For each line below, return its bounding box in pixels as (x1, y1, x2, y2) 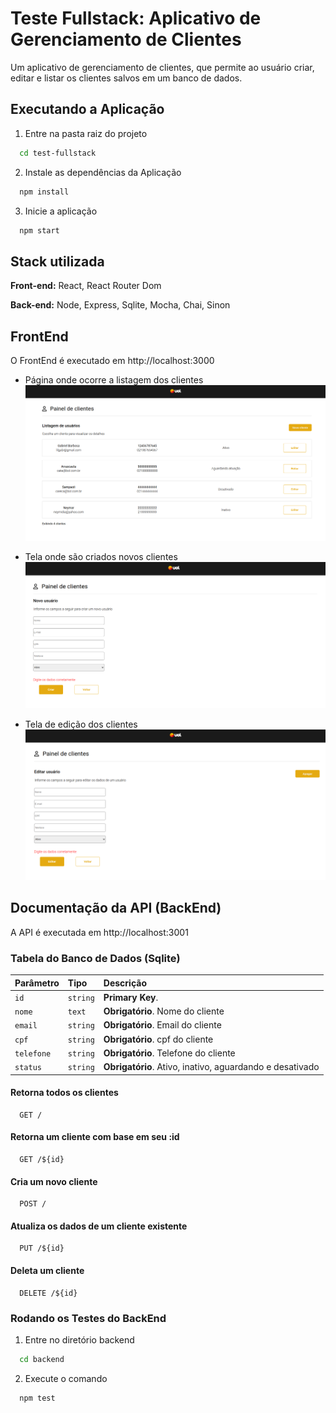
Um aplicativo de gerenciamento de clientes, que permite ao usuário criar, (10, 61, 315, 73)
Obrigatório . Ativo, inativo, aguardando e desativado (103, 1061, 320, 1073)
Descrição (103, 977, 147, 989)
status (14, 1063, 42, 1073)
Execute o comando (24, 1372, 108, 1384)
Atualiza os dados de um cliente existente (10, 1220, 188, 1232)
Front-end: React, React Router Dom (10, 280, 162, 292)
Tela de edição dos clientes (24, 718, 138, 730)
